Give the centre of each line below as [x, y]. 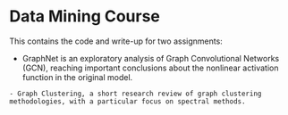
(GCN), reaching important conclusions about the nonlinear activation [150, 68]
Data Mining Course [85, 16]
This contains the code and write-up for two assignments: [116, 41]
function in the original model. [77, 77]
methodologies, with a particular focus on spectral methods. [127, 101]
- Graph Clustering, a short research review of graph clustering [136, 94]
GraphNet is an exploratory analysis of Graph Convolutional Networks [151, 58]
